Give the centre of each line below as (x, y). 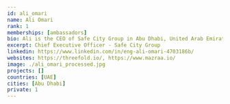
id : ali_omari (27, 13)
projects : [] (26, 70)
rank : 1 (18, 26)
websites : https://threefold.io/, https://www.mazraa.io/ (91, 58)
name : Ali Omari (30, 20)
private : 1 (23, 90)
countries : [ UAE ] (32, 77)
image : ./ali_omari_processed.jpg (56, 64)
